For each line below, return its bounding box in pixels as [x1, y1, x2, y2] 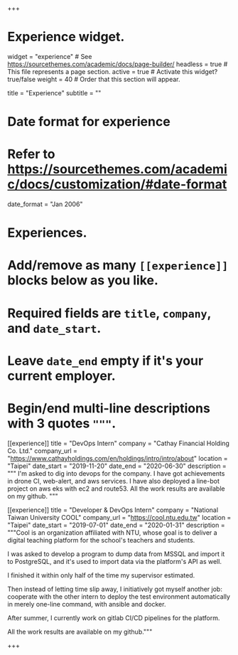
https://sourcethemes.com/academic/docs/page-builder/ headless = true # [7, 60, 228, 68]
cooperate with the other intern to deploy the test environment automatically [7, 592, 231, 601]
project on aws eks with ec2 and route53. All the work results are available [7, 484, 225, 493]
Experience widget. [7, 29, 125, 45]
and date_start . [7, 320, 102, 336]
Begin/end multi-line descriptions [7, 400, 211, 416]
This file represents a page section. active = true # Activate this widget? [7, 67, 218, 75]
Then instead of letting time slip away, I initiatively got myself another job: [7, 585, 222, 593]
